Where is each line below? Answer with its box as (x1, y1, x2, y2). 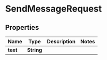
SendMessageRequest (5, 3, 102, 15)
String (27, 46, 42, 53)
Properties (5, 23, 39, 32)
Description (47, 38, 76, 45)
